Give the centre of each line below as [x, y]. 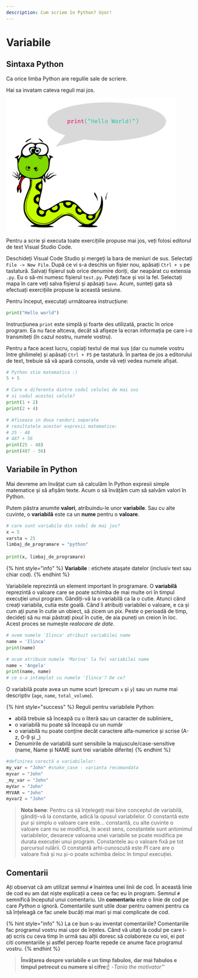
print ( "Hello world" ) [33, 313]
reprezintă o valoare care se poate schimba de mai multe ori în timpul [90, 592]
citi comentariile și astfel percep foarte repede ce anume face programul [94, 943]
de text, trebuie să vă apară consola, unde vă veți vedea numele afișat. [92, 360]
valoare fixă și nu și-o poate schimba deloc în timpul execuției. [97, 854]
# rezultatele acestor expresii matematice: [62, 426]
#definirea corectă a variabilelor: [51, 761]
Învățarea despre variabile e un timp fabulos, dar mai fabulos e [99, 960]
